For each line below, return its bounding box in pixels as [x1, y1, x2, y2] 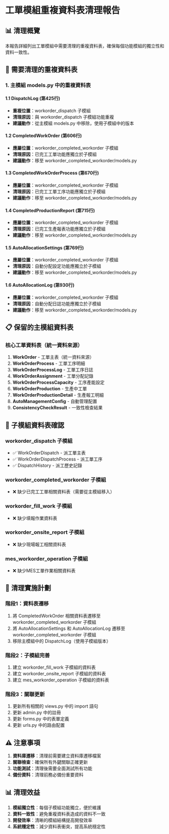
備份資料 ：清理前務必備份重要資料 [12, 772, 84, 778]
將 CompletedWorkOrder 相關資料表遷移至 [12, 613, 101, 619]
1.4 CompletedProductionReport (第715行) [5, 207, 95, 213]
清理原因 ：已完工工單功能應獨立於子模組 [12, 151, 97, 157]
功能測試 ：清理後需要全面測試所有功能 [12, 765, 92, 771]
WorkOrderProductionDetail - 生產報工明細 [12, 392, 104, 398]
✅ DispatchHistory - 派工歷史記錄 [12, 462, 82, 468]
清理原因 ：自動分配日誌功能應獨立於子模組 [12, 300, 101, 306]
